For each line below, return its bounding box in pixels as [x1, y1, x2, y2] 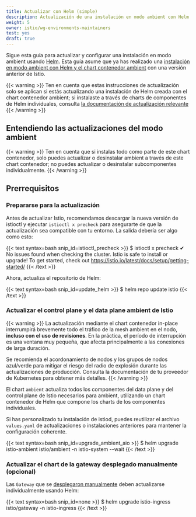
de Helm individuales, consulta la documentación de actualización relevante [6, 100, 188, 107]
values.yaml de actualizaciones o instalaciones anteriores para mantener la [6, 422, 187, 429]
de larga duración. [6, 344, 50, 351]
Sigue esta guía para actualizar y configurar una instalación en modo [6, 52, 171, 58]
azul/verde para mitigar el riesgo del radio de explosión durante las [6, 362, 167, 369]
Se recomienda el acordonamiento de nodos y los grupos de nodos [6, 356, 168, 363]
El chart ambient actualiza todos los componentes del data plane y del [6, 386, 174, 393]
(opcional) [6, 467, 36, 476]
